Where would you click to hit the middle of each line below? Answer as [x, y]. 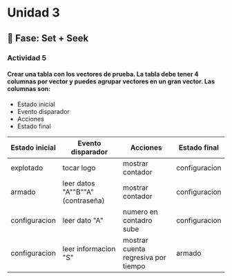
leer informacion [89, 248]
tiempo [134, 266]
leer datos [79, 183]
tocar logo [79, 168]
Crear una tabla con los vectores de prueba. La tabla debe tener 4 [103, 74]
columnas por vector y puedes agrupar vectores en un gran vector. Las [111, 81]
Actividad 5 [27, 58]
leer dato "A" [83, 220]
